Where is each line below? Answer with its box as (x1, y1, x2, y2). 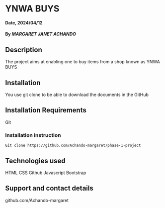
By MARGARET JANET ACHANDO (5, 31, 76, 37)
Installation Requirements (5, 106, 87, 114)
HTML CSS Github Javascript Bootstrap (5, 170, 86, 176)
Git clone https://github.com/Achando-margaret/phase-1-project (5, 143, 141, 148)
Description (5, 45, 42, 54)
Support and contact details (5, 184, 93, 193)
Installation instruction (5, 131, 61, 138)
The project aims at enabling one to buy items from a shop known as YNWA (5, 59, 160, 65)
